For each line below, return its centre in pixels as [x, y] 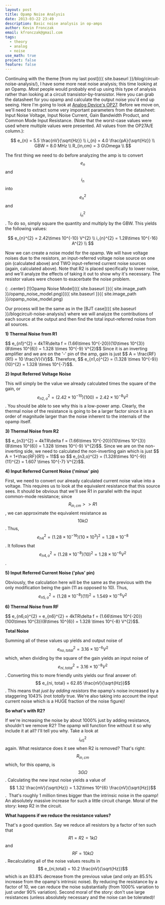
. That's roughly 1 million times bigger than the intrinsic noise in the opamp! [82, 796]
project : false [21, 60]
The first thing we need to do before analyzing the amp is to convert [74, 155]
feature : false [21, 65]
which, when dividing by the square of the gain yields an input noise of [77, 658]
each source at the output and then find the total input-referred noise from [81, 319]
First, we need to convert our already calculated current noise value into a [80, 481]
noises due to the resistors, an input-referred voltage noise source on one [80, 258]
